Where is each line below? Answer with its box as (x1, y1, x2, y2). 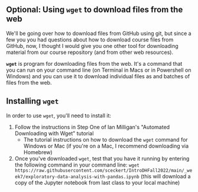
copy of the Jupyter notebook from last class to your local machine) (14, 179, 180, 186)
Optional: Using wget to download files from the (6, 5, 183, 15)
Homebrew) (23, 148, 53, 156)
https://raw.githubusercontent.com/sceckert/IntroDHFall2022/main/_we (14, 167, 193, 174)
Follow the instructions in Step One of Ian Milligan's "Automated (14, 123, 170, 130)
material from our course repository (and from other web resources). (6, 49, 173, 56)
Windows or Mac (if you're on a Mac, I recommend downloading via (23, 142, 189, 149)
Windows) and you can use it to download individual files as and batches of (6, 72, 190, 79)
